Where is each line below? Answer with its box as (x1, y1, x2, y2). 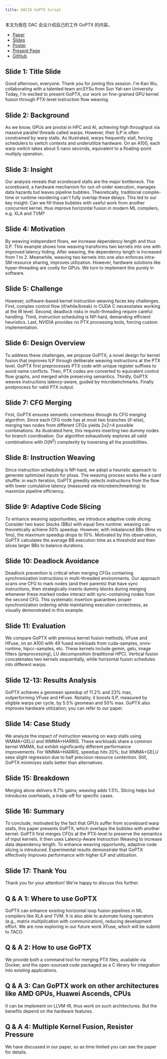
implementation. (5, 324, 38, 330)
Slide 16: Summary (5, 807, 65, 816)
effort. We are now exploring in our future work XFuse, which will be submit (5, 924, 161, 930)
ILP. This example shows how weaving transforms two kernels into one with (5, 243, 161, 249)
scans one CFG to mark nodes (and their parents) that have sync (5, 581, 139, 587)
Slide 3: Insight (5, 165, 53, 174)
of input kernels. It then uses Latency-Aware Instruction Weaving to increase (5, 836, 162, 842)
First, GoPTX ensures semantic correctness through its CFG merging (5, 412, 147, 418)
